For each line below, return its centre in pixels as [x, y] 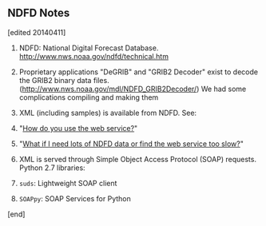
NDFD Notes [39, 13]
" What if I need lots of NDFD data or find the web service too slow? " [131, 144]
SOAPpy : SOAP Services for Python [75, 198]
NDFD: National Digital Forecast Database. [89, 48]
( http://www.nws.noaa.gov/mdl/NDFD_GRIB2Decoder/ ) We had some [133, 89]
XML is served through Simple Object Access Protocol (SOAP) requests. [138, 159]
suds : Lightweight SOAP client [68, 183]
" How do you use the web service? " [78, 128]
